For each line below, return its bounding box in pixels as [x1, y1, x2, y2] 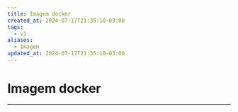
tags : [7, 23, 23, 30]
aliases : [7, 37, 33, 44]
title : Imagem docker [7, 10, 72, 18]
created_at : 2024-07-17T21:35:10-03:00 [7, 17, 125, 24]
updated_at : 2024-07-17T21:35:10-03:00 [7, 50, 125, 57]
